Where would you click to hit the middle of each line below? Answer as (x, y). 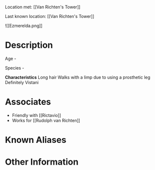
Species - (15, 68)
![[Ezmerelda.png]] (24, 26)
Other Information (42, 162)
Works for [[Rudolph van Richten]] (46, 120)
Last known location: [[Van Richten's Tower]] (50, 16)
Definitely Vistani (22, 82)
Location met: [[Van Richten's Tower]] (43, 7)
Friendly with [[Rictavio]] (36, 115)
